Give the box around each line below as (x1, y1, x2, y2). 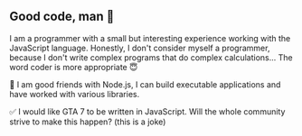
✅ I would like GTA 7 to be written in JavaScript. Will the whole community (9, 105, 286, 117)
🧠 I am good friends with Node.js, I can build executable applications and (9, 78, 281, 90)
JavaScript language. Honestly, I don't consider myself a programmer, (9, 42, 270, 53)
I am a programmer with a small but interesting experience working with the (9, 32, 291, 43)
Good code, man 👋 (9, 9, 115, 24)
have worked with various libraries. (9, 88, 140, 99)
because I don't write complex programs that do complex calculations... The (9, 51, 293, 63)
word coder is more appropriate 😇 (9, 61, 138, 72)
